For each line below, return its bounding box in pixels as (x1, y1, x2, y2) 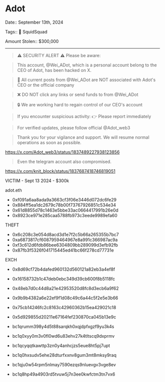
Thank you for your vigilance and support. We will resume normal (17, 134, 150, 140)
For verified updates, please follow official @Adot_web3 (17, 125, 131, 130)
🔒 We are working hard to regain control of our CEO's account (17, 101, 143, 107)
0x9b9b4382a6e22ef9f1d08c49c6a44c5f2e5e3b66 (12, 295, 119, 301)
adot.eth (5, 187, 22, 193)
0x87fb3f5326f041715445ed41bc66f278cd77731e (12, 247, 114, 253)
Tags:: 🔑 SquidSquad (5, 29, 48, 34)
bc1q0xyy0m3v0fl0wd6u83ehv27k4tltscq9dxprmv (12, 333, 115, 339)
